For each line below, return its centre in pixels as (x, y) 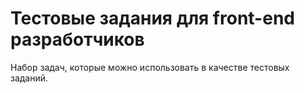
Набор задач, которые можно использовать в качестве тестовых (150, 67)
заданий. (29, 78)
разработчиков (77, 39)
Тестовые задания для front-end (152, 18)
